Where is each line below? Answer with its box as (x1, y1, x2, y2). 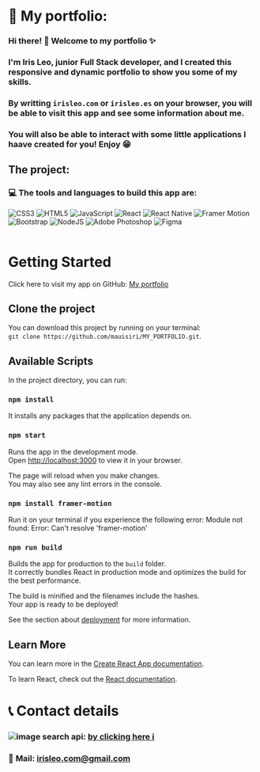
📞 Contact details (8, 702, 119, 720)
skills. (8, 77, 32, 88)
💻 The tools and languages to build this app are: (8, 188, 198, 199)
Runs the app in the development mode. (8, 447, 138, 456)
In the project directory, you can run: (8, 375, 127, 385)
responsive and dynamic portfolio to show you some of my (8, 67, 238, 78)
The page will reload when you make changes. (8, 470, 160, 480)
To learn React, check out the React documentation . (8, 675, 178, 684)
